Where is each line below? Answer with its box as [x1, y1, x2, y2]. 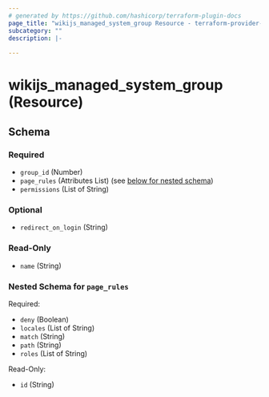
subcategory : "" [8, 26, 62, 34]
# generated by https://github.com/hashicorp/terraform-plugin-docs [8, 11, 242, 20]
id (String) [19, 379, 54, 389]
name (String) [19, 261, 62, 270]
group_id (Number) [19, 168, 83, 176]
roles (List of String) [19, 348, 88, 358]
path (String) [19, 340, 62, 350]
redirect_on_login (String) [19, 222, 108, 233]
